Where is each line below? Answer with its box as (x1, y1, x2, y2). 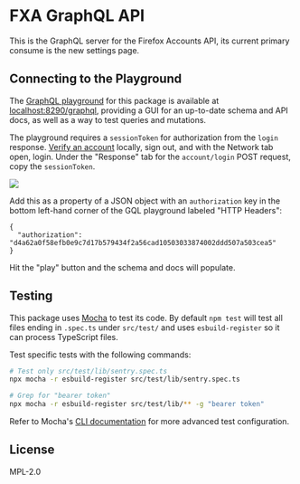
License (9, 442, 55, 458)
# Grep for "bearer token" (9, 391, 111, 401)
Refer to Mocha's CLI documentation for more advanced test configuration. (9, 416, 290, 427)
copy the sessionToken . (9, 160, 96, 172)
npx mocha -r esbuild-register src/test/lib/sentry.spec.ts (9, 375, 241, 384)
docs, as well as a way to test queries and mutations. (9, 114, 206, 125)
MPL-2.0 (9, 466, 42, 477)
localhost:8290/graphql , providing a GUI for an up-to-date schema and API (9, 105, 289, 116)
